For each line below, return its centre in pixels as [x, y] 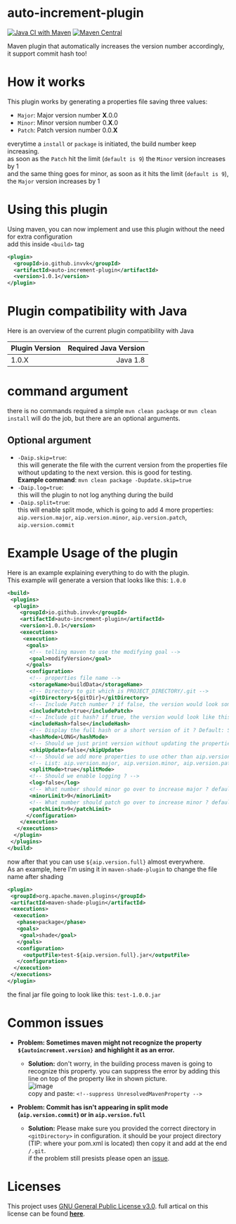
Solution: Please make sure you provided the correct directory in [122, 1128]
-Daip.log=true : [41, 487]
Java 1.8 [131, 360]
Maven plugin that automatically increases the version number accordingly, [116, 46]
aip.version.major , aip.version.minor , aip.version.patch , [102, 517]
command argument [68, 391]
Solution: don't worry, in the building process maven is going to [120, 1064]
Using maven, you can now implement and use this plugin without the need [116, 229]
